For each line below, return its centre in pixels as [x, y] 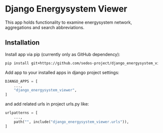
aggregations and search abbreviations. [45, 27]
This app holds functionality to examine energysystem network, [69, 22]
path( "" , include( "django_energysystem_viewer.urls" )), [72, 122]
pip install [17, 63]
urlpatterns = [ [21, 113]
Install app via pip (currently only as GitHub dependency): [63, 54]
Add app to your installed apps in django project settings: [62, 72]
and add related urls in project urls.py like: [47, 104]
